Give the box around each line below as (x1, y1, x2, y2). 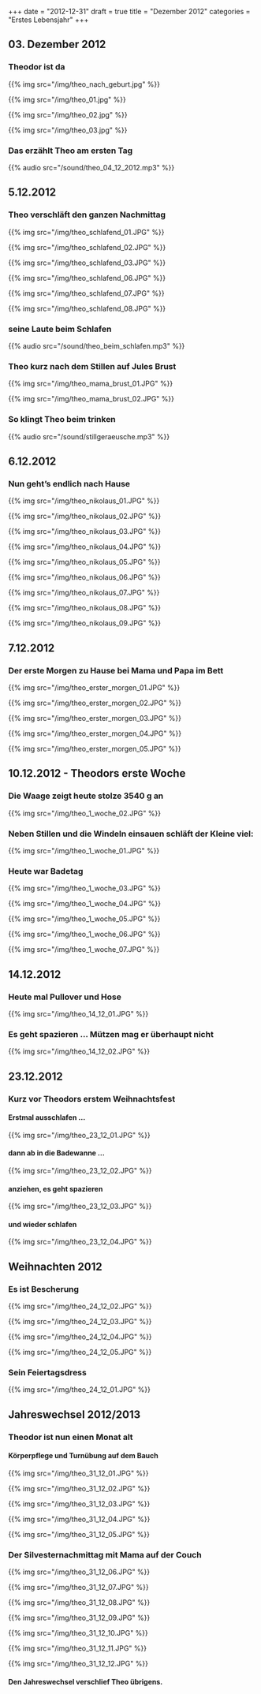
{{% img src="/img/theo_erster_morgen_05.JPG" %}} (8, 744, 181, 753)
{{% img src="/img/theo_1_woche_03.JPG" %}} (8, 883, 162, 894)
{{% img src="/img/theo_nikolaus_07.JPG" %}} (8, 588, 160, 598)
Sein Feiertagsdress (8, 1367, 87, 1378)
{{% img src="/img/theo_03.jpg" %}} (8, 125, 128, 135)
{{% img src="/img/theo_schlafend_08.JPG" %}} (8, 304, 166, 313)
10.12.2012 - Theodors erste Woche (8, 767, 186, 780)
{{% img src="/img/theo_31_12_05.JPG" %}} (8, 1529, 151, 1539)
